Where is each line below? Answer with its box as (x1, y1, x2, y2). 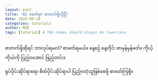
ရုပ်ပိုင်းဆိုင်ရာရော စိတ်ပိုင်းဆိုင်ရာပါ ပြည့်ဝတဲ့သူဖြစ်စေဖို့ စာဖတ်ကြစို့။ (5, 68, 133, 74)
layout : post (5, 7, 32, 12)
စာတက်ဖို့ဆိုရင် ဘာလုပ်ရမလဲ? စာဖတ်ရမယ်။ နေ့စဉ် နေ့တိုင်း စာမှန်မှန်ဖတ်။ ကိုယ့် (5, 45, 154, 51)
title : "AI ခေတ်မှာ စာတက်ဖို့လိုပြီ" (5, 12, 69, 17)
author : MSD (5, 26, 29, 30)
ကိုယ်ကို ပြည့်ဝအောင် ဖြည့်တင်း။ (5, 54, 66, 60)
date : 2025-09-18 (5, 16, 41, 21)
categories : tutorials (5, 21, 52, 26)
